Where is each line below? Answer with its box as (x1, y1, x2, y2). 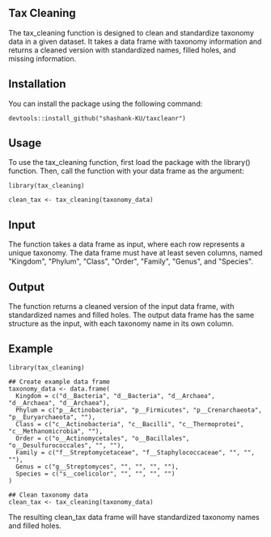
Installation (8, 77, 66, 91)
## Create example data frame (8, 378, 111, 386)
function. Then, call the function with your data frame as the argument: (8, 166, 244, 176)
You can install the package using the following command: (8, 99, 203, 108)
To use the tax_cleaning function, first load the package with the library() (8, 158, 251, 167)
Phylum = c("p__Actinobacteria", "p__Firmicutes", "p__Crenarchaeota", (15, 406, 263, 414)
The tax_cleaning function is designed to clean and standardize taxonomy (8, 27, 255, 37)
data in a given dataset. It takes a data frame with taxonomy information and (8, 36, 262, 46)
